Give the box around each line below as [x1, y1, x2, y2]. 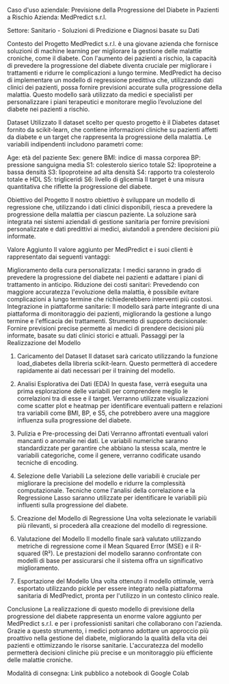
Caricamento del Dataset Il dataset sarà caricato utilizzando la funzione [16, 352, 219, 360]
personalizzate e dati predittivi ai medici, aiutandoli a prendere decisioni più [7, 225, 220, 233]
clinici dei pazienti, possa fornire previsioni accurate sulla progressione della [7, 84, 222, 91]
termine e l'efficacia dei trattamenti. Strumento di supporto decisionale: [7, 317, 208, 325]
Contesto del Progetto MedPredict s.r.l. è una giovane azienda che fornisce [7, 40, 219, 47]
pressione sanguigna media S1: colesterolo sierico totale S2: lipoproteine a [7, 161, 217, 168]
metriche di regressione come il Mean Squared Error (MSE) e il [16, 542, 193, 550]
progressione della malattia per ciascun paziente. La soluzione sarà [7, 210, 197, 218]
